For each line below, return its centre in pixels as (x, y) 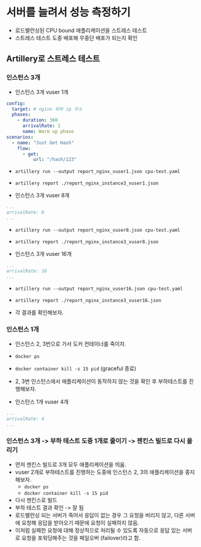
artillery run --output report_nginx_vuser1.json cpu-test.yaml (97, 172)
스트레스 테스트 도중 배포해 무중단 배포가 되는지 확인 (76, 38)
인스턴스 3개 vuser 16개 (43, 254)
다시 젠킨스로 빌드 (36, 500)
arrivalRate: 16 (27, 271)
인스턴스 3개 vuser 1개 (42, 92)
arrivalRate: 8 (25, 212)
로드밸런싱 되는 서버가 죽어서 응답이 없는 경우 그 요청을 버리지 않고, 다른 (99, 515)
